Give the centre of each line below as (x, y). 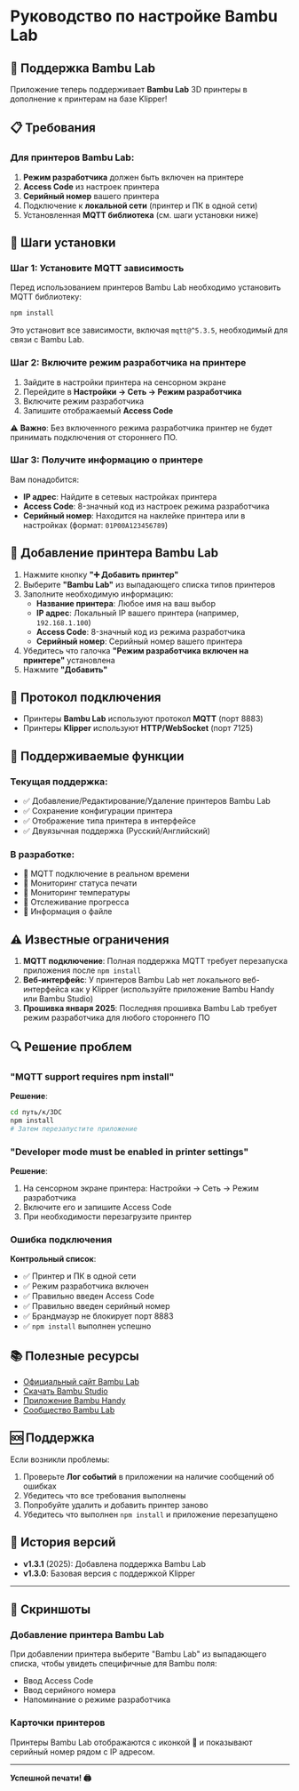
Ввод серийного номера (69, 1691)
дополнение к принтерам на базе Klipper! (89, 99)
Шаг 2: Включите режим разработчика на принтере (128, 363)
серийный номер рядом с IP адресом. (83, 1751)
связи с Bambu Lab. (47, 340)
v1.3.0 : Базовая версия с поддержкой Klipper (109, 1573)
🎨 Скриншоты (51, 1610)
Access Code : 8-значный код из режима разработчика (141, 631)
